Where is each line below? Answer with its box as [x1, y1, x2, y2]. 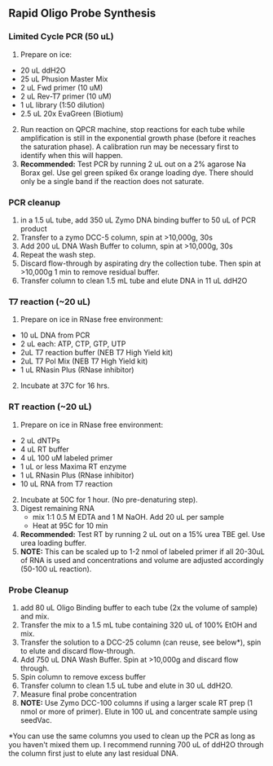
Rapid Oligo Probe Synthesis [8, 7, 156, 20]
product [20, 223, 47, 233]
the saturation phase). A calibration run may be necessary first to [20, 142, 239, 152]
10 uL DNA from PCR [20, 330, 90, 341]
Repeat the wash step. [20, 249, 96, 259]
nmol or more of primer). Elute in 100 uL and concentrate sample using [20, 707, 258, 716]
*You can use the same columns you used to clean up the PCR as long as [8, 731, 255, 741]
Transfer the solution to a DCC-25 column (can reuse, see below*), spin [20, 637, 262, 647]
